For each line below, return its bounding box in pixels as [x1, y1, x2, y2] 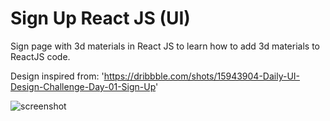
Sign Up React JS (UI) [10, 7, 191, 30]
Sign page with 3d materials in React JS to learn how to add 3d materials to [10, 40, 320, 52]
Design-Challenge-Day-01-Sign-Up [10, 80, 157, 92]
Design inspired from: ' [10, 70, 105, 82]
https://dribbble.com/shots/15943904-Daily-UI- [103, 70, 301, 82]
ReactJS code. [10, 50, 71, 62]
